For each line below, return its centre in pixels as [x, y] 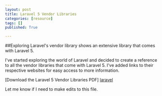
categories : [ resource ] [29, 18]
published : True [21, 28]
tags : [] [14, 23]
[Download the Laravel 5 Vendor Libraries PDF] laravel [59, 80]
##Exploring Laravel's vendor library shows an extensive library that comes [80, 46]
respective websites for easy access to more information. [62, 70]
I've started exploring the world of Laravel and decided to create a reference [81, 60]
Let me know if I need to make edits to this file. [52, 89]
